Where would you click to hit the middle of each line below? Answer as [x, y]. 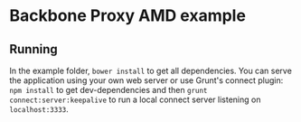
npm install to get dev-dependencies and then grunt [108, 90]
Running [34, 49]
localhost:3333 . [39, 109]
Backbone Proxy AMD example [128, 16]
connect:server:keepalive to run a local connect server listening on [135, 99]
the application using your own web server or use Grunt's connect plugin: [146, 80]
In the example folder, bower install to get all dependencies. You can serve [150, 70]
